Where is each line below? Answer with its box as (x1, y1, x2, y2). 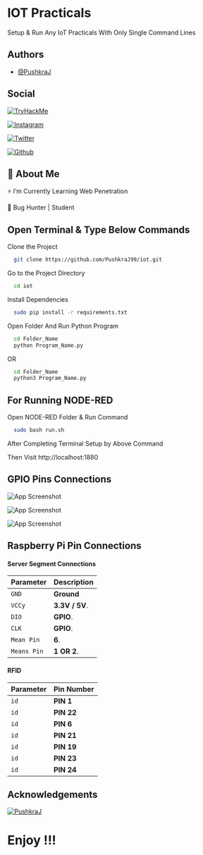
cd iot (13, 283, 33, 290)
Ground (53, 589, 80, 599)
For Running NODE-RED (7, 394, 113, 406)
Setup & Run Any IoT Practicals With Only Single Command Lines (7, 28, 196, 37)
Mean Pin (11, 636, 40, 644)
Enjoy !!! (7, 832, 56, 848)
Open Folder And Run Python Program (7, 321, 118, 330)
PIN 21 (53, 730, 77, 740)
